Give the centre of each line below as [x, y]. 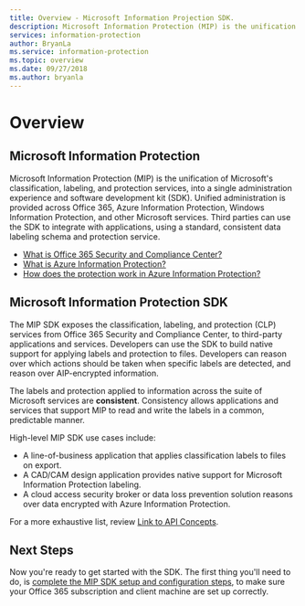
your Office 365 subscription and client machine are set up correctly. [139, 591]
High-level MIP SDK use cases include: [83, 437]
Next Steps [42, 550]
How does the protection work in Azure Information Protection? [142, 273]
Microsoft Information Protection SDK [119, 303]
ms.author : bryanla [47, 78]
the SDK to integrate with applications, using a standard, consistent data [145, 227]
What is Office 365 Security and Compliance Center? [122, 254]
